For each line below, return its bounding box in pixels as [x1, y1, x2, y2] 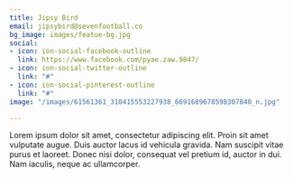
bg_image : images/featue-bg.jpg [9, 30, 131, 39]
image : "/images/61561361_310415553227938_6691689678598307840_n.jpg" [9, 97, 280, 107]
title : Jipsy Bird [9, 13, 78, 23]
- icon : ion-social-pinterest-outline [9, 80, 155, 89]
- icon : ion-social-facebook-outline [9, 47, 151, 56]
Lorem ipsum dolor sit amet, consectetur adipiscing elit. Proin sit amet [9, 130, 269, 141]
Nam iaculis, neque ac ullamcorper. [9, 159, 141, 170]
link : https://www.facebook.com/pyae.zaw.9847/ [17, 55, 200, 64]
